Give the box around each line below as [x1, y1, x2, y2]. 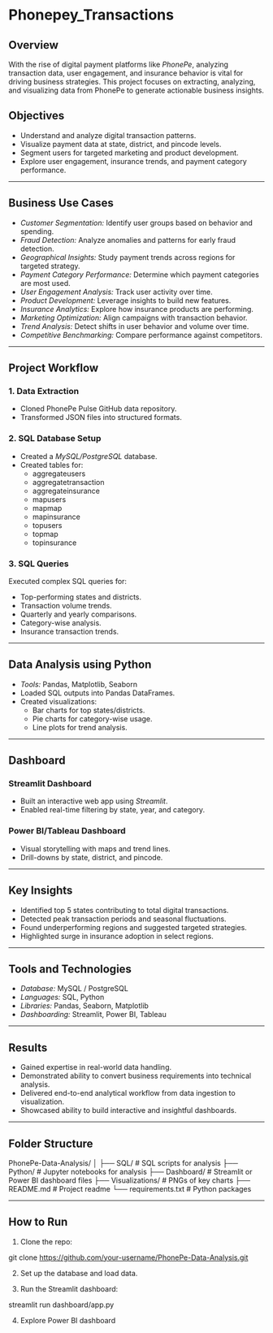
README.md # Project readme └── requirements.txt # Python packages [8, 1184, 252, 1193]
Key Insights [8, 884, 73, 898]
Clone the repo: [19, 1236, 73, 1246]
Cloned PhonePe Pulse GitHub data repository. [19, 404, 177, 413]
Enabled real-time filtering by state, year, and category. [19, 805, 206, 815]
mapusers [32, 494, 67, 504]
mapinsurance [32, 512, 81, 522]
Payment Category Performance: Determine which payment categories [19, 270, 260, 279]
